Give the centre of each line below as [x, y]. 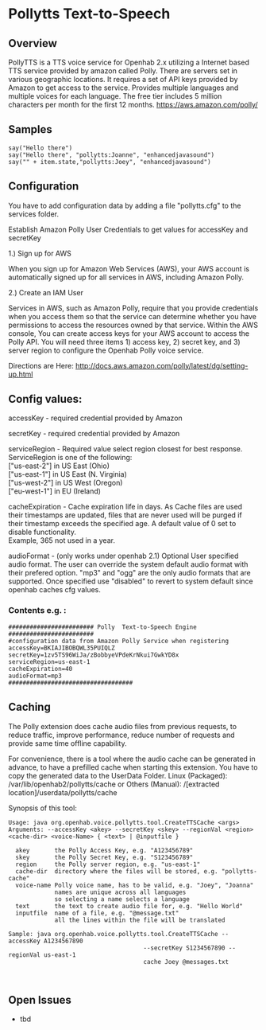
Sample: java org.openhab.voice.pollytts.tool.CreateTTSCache [113, 934]
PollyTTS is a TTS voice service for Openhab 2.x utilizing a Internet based [129, 62]
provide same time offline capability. [67, 743]
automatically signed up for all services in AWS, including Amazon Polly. [126, 277]
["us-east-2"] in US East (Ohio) [59, 466]
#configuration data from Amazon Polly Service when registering [118, 641]
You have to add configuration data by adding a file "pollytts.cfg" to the [125, 205]
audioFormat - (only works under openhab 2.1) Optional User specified [123, 556]
